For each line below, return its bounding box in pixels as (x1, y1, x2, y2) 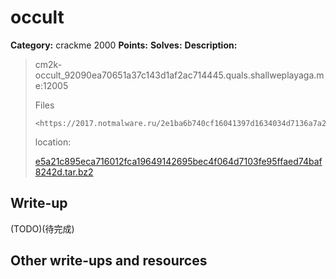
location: (34, 136, 72, 148)
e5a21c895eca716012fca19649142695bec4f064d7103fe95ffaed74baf (34, 155, 323, 167)
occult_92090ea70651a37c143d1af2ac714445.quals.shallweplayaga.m (34, 69, 325, 81)
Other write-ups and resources (10, 252, 208, 270)
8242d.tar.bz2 (34, 166, 94, 178)
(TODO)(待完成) (10, 222, 75, 235)
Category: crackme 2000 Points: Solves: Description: (10, 39, 238, 51)
